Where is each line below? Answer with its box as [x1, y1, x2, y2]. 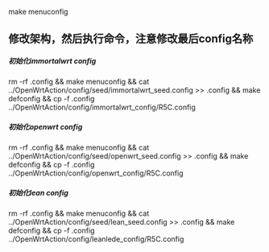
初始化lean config [8, 188, 68, 197]
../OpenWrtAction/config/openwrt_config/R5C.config [8, 168, 184, 178]
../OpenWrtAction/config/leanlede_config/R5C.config [8, 234, 184, 244]
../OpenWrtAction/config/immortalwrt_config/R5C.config [8, 102, 196, 112]
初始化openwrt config [8, 122, 83, 131]
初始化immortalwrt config [8, 56, 97, 65]
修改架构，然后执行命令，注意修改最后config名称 [8, 32, 254, 46]
